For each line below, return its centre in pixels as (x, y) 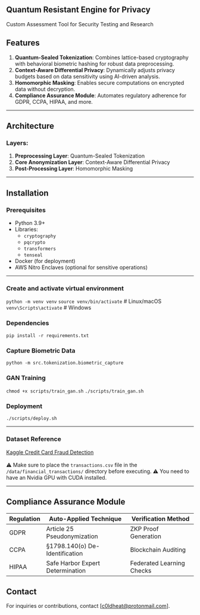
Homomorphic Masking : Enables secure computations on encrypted (99, 82)
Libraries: (26, 229)
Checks (141, 570)
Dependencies (28, 323)
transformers (40, 249)
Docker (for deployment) (45, 261)
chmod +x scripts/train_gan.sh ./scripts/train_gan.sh (75, 391)
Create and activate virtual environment (65, 288)
